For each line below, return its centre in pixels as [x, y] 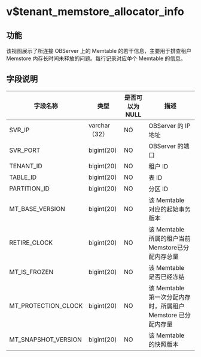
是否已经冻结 [167, 276]
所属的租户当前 [170, 238]
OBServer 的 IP [170, 126]
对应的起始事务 [170, 209]
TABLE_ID [23, 177]
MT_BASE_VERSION [37, 209]
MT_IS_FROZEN [31, 272]
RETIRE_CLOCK [31, 242]
